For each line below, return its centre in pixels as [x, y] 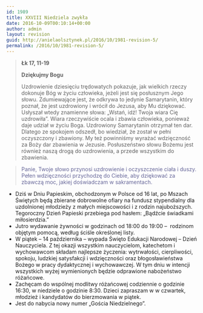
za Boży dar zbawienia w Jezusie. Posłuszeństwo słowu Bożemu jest [107, 144]
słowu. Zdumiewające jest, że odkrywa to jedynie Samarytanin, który [107, 99]
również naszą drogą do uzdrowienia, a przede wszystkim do [98, 151]
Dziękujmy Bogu [42, 75]
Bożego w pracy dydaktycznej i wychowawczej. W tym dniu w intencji [102, 264]
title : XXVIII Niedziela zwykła [47, 18]
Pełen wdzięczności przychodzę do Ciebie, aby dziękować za [98, 175]
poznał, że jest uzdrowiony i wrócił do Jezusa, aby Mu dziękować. [104, 106]
